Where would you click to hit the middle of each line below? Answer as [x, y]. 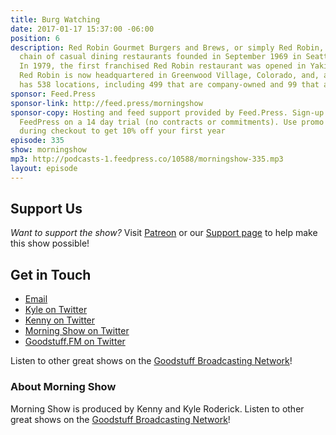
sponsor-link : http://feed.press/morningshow [106, 103]
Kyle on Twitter [56, 310]
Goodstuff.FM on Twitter [75, 342]
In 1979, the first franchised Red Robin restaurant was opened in [163, 66]
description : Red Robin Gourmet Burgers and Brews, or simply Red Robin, [167, 47]
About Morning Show [63, 387]
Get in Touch [51, 274]
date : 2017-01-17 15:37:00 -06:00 [82, 29]
